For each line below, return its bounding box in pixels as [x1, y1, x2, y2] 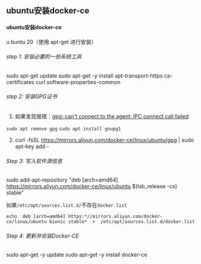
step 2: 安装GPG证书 [6, 93, 57, 100]
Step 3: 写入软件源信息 [6, 157, 63, 164]
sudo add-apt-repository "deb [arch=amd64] [6, 176, 119, 183]
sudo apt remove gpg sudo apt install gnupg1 [6, 126, 122, 132]
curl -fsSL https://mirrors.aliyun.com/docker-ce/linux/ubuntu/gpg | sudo [14, 137, 194, 143]
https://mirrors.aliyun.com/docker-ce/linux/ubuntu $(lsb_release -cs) [6, 183, 178, 190]
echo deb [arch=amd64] [6, 213, 66, 219]
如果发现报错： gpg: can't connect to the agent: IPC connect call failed [14, 113, 189, 120]
